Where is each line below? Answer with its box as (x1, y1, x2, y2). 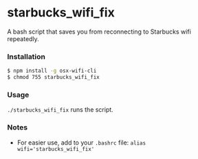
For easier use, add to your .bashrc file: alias (16, 138, 146, 147)
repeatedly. (7, 34, 39, 42)
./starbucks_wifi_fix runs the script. (7, 106, 113, 114)
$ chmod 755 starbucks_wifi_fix (7, 74, 100, 81)
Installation (7, 51, 46, 61)
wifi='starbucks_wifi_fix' (16, 145, 95, 152)
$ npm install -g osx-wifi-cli (7, 67, 97, 75)
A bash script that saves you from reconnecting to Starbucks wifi (7, 27, 191, 36)
